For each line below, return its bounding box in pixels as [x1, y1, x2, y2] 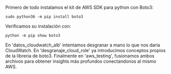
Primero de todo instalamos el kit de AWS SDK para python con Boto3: [5, 5, 154, 10]
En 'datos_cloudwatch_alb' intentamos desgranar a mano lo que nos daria [5, 42, 160, 48]
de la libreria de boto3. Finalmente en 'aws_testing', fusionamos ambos [5, 53, 155, 59]
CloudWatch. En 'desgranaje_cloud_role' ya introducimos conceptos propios [5, 47, 166, 53]
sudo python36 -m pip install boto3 [5, 14, 83, 19]
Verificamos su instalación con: [5, 23, 71, 29]
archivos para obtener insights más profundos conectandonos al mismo [5, 58, 157, 64]
